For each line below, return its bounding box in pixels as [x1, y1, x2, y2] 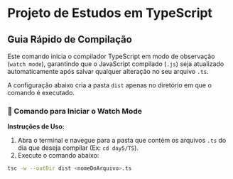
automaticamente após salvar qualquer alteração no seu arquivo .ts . [7, 67, 209, 75]
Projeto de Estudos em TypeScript [7, 5, 213, 21]
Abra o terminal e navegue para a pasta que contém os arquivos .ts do [17, 136, 227, 145]
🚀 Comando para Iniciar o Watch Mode [7, 106, 142, 116]
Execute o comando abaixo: [17, 151, 99, 160]
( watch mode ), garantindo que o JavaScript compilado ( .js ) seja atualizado [7, 60, 224, 68]
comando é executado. [7, 89, 75, 97]
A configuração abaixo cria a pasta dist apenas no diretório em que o [7, 81, 212, 89]
